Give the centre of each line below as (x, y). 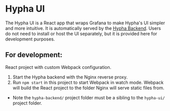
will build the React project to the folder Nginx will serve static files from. (89, 88)
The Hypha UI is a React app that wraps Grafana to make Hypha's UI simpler (85, 23)
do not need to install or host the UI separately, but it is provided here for (81, 33)
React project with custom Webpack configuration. (58, 67)
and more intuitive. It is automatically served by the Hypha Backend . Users (83, 28)
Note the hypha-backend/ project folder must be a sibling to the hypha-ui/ (89, 97)
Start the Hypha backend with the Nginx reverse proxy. (70, 77)
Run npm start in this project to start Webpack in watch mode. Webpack (88, 82)
